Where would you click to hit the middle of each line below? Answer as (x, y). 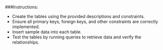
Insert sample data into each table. (47, 32)
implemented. (26, 27)
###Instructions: (22, 7)
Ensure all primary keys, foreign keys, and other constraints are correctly (85, 22)
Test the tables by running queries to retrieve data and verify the (77, 37)
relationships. (26, 42)
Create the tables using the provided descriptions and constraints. (78, 16)
